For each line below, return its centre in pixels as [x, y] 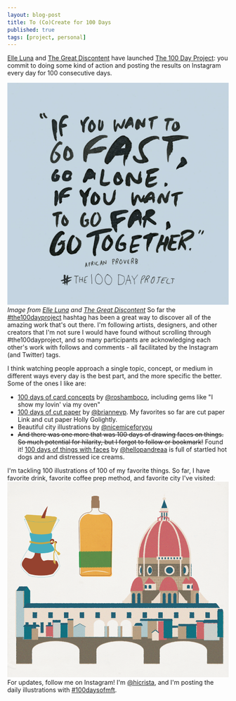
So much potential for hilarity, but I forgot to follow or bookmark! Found [120, 442]
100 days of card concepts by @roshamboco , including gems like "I [115, 397]
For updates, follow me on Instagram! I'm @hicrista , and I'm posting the [111, 682]
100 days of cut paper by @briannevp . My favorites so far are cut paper [121, 412]
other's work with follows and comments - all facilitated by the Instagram [113, 347]
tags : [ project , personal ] [47, 37]
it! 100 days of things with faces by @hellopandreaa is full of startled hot [122, 449]
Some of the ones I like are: [47, 383]
